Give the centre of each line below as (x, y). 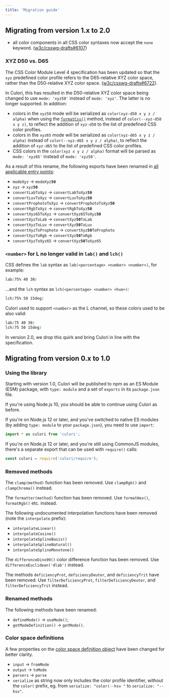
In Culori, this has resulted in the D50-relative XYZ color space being (77, 93)
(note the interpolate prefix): (36, 518)
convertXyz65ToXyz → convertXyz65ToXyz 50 (57, 214)
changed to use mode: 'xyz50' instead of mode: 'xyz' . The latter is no (78, 98)
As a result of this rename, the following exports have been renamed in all (82, 166)
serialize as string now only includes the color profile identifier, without (88, 680)
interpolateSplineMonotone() (43, 550)
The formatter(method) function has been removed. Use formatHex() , (78, 498)
